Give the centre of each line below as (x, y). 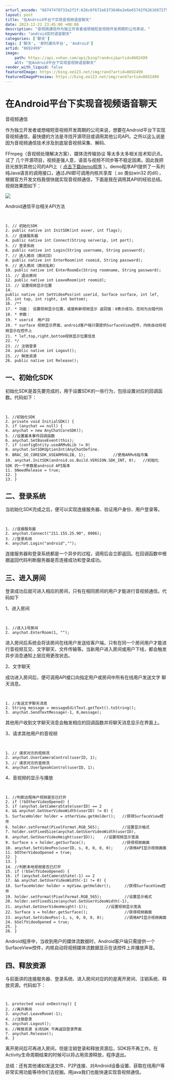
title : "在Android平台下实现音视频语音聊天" (49, 19)
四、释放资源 (26, 965)
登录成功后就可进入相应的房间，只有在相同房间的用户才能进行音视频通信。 (84, 591)
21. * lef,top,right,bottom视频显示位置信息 (50, 336)
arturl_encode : (21, 10)
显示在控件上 (20, 331)
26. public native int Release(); (42, 360)
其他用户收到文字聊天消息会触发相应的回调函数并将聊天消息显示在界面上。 (84, 723)
